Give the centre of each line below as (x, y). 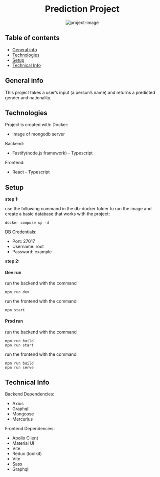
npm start (15, 310)
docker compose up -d (27, 223)
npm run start (20, 345)
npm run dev (17, 292)
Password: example (32, 252)
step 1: (12, 199)
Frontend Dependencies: (30, 429)
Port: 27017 (23, 241)
